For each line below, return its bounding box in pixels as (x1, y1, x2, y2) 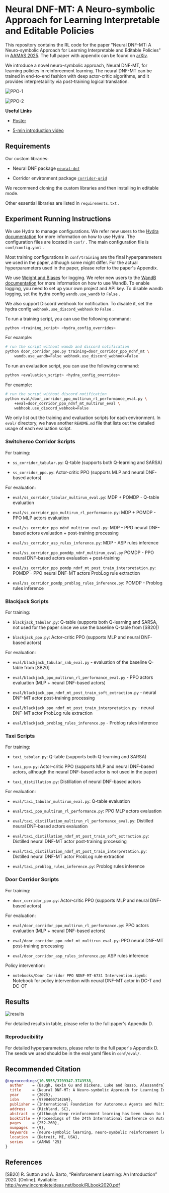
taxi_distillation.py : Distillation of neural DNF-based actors (12, 778, 141, 785)
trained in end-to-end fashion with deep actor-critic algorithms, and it (5, 73, 149, 79)
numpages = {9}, (10, 1125, 46, 1130)
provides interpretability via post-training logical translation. (5, 78, 129, 84)
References (5, 1158, 42, 1167)
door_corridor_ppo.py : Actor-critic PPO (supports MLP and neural (12, 897, 149, 903)
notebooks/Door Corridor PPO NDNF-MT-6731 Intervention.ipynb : (12, 972, 147, 978)
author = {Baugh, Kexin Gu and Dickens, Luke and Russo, (10, 1083, 138, 1088)
